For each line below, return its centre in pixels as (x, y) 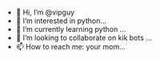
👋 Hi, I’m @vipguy (45, 12)
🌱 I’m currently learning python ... (71, 29)
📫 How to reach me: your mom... (70, 47)
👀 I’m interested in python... (61, 21)
